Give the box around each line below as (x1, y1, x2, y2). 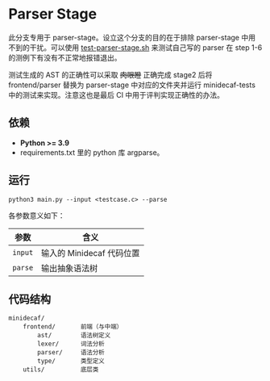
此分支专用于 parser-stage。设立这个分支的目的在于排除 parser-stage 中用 (8, 32, 256, 42)
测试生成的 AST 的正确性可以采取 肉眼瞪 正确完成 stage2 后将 (8, 69, 213, 79)
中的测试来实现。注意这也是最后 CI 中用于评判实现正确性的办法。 (8, 90, 224, 99)
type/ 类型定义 (37, 357, 105, 366)
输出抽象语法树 (40, 262, 98, 274)
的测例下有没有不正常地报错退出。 (8, 52, 122, 62)
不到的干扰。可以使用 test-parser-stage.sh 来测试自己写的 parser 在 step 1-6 (8, 42, 263, 52)
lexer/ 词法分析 (37, 340, 105, 348)
